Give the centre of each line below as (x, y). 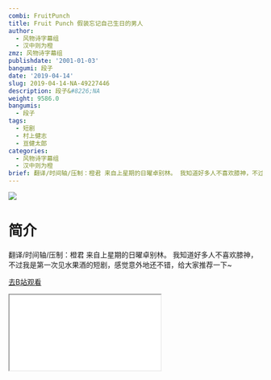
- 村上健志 (31, 136)
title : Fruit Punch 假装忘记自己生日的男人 (76, 23)
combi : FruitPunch (39, 16)
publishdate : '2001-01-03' (54, 61)
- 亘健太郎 (31, 143)
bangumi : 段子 (31, 69)
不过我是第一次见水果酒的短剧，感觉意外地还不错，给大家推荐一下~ (120, 265)
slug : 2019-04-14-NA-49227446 (59, 83)
